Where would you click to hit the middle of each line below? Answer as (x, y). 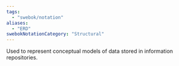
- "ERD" (22, 28)
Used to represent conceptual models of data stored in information (90, 51)
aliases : (17, 23)
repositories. (22, 58)
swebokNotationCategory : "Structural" (55, 34)
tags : (13, 12)
